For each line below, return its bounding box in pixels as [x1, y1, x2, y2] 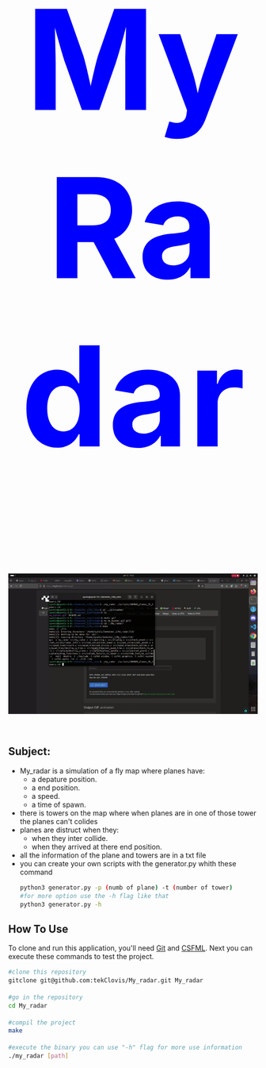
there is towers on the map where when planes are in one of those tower [19, 808, 256, 818]
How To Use [8, 922, 69, 935]
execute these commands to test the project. [8, 952, 154, 962]
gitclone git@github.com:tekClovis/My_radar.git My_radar [8, 977, 203, 985]
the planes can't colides [19, 816, 98, 826]
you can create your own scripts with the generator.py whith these [19, 858, 237, 868]
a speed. [31, 791, 61, 800]
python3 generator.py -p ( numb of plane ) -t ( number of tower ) [19, 883, 234, 892]
